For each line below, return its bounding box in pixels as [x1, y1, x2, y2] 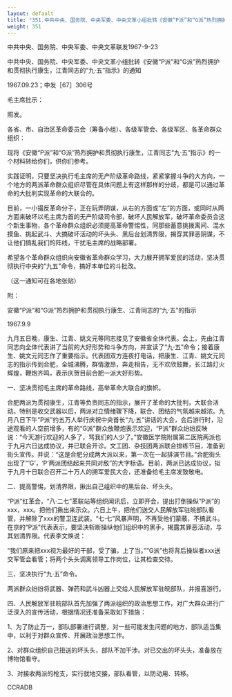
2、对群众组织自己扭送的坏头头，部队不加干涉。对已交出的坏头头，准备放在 [7, 646, 223, 655]
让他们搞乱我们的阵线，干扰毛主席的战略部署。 [7, 238, 140, 247]
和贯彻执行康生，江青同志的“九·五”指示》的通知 [7, 67, 142, 75]
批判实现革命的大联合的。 [25, 189, 98, 197]
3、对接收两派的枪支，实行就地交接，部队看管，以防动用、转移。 [7, 669, 193, 678]
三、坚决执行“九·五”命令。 [7, 570, 81, 579]
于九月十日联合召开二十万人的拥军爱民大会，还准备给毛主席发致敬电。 [7, 468, 207, 476]
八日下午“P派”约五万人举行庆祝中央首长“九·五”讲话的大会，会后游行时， [12, 416, 217, 424]
